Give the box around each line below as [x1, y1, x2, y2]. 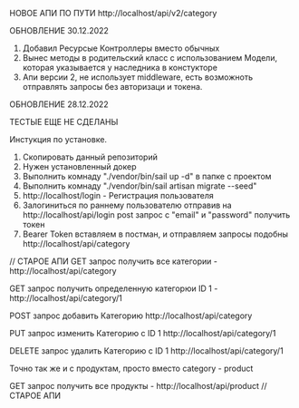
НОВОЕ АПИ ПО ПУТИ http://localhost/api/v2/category [9, 8, 217, 18]
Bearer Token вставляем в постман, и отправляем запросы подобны [22, 228, 288, 239]
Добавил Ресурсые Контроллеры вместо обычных [22, 43, 220, 53]
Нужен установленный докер [22, 161, 138, 171]
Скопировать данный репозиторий [22, 151, 159, 162]
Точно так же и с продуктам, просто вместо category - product [9, 363, 254, 374]
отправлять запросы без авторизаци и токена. [22, 82, 203, 92]
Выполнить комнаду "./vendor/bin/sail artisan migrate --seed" [22, 180, 257, 191]
